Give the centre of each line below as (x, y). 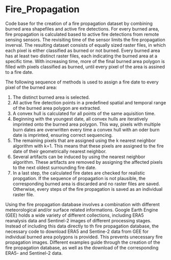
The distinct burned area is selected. (51, 97)
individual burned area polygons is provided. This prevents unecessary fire (84, 237)
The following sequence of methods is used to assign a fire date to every (82, 82)
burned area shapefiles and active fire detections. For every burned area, (82, 28)
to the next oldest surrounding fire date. (55, 167)
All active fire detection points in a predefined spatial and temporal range (89, 102)
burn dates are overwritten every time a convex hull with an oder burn (86, 129)
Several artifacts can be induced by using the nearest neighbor (79, 157)
